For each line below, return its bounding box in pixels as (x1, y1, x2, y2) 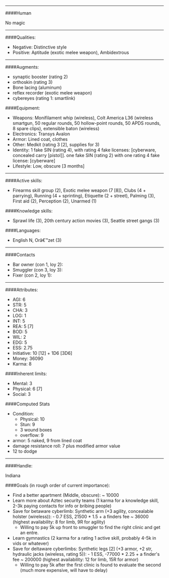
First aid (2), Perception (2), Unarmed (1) (12, 198, 97, 204)
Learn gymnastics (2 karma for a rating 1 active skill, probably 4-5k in (12, 535, 156, 541)
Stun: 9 (20, 422, 35, 427)
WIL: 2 (12, 334, 26, 340)
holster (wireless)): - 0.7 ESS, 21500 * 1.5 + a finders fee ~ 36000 (12, 513, 149, 519)
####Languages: (5, 228, 41, 233)
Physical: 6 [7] (12, 386, 43, 392)
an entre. (20, 530, 39, 536)
